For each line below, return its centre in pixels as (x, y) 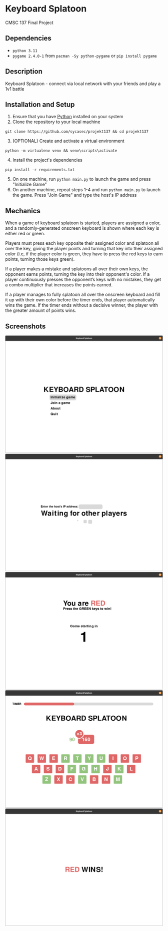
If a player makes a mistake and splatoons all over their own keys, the (77, 269)
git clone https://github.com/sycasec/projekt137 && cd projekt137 (77, 132)
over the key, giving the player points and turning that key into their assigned (84, 249)
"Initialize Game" (30, 184)
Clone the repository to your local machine (56, 122)
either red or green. (25, 234)
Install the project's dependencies (47, 160)
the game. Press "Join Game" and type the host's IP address (74, 195)
